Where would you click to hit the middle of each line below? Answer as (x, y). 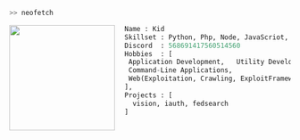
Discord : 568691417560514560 (183, 45)
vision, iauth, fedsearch (181, 103)
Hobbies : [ (149, 54)
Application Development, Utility (196, 62)
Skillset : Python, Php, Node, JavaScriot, (206, 37)
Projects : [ (149, 95)
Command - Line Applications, (180, 70)
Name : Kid (145, 29)
